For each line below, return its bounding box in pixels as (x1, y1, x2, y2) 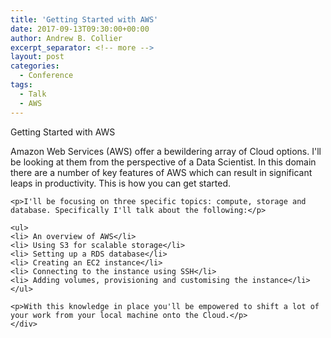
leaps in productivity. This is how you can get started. (10, 177, 232, 189)
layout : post (10, 52, 65, 62)
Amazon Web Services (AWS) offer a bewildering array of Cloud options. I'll (10, 145, 322, 157)
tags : (10, 80, 33, 90)
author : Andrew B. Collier (10, 33, 123, 43)
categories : (10, 61, 60, 71)
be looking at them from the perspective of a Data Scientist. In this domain (10, 156, 317, 168)
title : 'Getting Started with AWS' (10, 14, 159, 25)
